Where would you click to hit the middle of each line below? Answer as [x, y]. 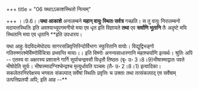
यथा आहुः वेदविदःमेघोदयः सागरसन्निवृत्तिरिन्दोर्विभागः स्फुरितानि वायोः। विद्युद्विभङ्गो [80, 46]
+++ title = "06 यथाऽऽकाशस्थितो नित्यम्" [49, 9]
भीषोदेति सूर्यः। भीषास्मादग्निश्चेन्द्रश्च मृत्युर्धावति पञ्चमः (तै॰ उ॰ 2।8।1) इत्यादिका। [84, 66]
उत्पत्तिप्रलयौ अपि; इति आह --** [37, 80]
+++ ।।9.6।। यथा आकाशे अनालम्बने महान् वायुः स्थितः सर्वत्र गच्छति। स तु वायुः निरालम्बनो [93, 21]
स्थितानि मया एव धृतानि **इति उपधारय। [44, 34]
